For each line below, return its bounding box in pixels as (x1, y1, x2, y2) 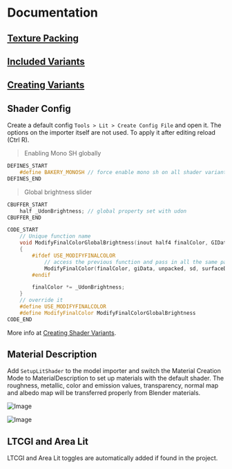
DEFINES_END (7, 175, 41, 182)
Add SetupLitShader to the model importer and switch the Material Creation (7, 367, 221, 375)
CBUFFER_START (7, 201, 48, 208)
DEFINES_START (7, 162, 48, 170)
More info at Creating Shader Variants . (7, 328, 117, 336)
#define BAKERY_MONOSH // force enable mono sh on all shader (19, 169, 202, 176)
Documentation (7, 5, 99, 21)
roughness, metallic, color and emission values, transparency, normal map (7, 381, 219, 390)
